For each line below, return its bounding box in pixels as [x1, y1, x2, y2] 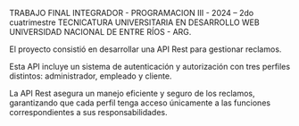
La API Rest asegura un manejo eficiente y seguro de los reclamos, [9, 88, 256, 98]
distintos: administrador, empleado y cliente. [9, 71, 172, 81]
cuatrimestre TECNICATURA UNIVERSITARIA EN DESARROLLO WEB [9, 17, 261, 28]
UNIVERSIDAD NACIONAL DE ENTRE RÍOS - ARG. [9, 27, 192, 37]
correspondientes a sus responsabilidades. [9, 107, 168, 117]
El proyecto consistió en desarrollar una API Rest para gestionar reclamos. [9, 44, 282, 55]
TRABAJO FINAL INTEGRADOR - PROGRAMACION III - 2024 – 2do [9, 8, 254, 18]
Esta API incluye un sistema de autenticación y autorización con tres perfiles [9, 62, 291, 71]
